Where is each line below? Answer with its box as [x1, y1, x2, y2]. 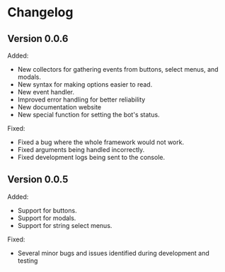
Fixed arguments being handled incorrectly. [17, 146, 145, 153]
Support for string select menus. [17, 221, 112, 229]
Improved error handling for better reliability [17, 95, 146, 104]
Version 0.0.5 [7, 173, 69, 185]
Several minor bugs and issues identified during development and [17, 249, 210, 257]
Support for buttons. [17, 206, 77, 214]
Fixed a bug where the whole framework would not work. [17, 138, 185, 146]
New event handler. [17, 88, 75, 96]
